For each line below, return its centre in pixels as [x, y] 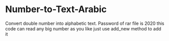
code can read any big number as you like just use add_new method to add [83, 28]
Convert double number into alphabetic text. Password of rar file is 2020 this [85, 23]
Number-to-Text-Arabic [56, 9]
